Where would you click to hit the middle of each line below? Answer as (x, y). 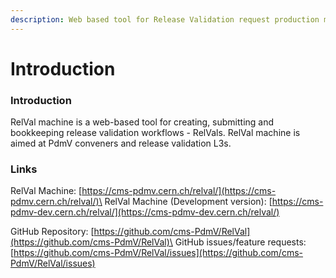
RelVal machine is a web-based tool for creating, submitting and (142, 122)
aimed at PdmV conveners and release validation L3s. (121, 143)
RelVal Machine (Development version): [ (188, 202)
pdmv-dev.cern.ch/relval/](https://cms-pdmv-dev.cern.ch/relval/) (145, 212)
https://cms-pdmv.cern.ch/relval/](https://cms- (179, 191)
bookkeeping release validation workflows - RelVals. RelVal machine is (155, 133)
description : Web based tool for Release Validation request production (165, 19)
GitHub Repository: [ (52, 232)
